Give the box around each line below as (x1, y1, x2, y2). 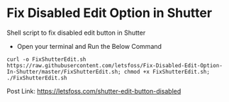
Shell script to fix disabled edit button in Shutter (6, 28, 146, 37)
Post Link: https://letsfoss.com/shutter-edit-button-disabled (6, 86, 181, 95)
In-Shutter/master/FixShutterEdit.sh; (6, 68, 121, 75)
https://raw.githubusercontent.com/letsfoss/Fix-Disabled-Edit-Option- (6, 62, 223, 69)
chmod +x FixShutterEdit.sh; (123, 68, 211, 75)
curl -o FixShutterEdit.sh (6, 55, 86, 63)
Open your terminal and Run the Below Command (16, 42, 162, 50)
